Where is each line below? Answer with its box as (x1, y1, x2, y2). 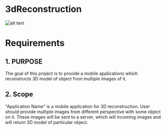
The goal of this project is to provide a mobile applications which (5, 70, 138, 76)
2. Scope (5, 90, 33, 99)
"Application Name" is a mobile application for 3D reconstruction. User (5, 103, 150, 109)
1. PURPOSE (5, 57, 43, 66)
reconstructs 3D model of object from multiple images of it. (5, 76, 127, 82)
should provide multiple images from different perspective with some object (5, 109, 161, 115)
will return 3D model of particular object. (5, 119, 89, 125)
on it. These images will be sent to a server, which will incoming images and (5, 114, 161, 120)
